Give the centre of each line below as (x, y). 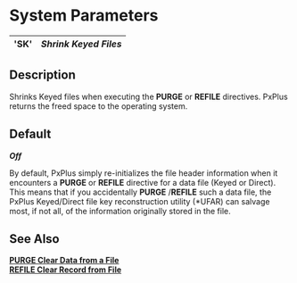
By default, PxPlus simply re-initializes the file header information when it (144, 173)
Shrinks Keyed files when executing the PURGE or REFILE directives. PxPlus (148, 96)
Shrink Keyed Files (81, 44)
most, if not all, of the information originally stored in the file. (120, 211)
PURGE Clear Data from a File (64, 261)
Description (42, 75)
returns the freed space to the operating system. (99, 106)
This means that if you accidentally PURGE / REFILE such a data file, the (140, 192)
